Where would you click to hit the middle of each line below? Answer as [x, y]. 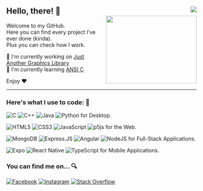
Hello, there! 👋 [34, 11]
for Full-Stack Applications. [162, 139]
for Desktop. [96, 116]
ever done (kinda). [29, 38]
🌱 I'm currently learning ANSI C [45, 69]
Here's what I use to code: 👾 [48, 102]
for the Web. [121, 127]
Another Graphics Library [38, 63]
